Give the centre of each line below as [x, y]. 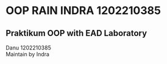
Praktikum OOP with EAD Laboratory [76, 33]
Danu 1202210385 [28, 48]
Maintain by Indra [28, 54]
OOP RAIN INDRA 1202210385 [83, 11]
